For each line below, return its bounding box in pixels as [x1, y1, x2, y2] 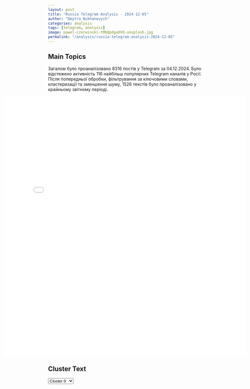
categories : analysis [48, 21, 92, 26]
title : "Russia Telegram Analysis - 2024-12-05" [48, 12, 149, 17]
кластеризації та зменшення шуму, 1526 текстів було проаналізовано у [48, 81, 197, 87]
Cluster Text [48, 365, 86, 373]
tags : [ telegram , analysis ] [48, 25, 105, 30]
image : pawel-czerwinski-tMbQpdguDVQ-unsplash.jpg [48, 30, 153, 35]
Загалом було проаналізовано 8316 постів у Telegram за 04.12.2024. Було [48, 66, 202, 71]
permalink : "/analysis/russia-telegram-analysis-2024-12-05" [48, 35, 175, 40]
